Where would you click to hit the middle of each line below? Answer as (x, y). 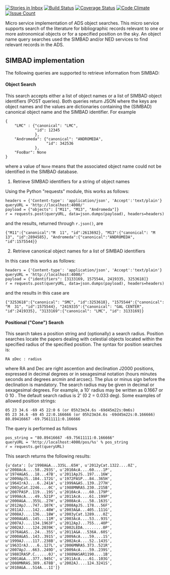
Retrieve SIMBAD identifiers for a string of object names (71, 182)
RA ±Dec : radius (24, 359)
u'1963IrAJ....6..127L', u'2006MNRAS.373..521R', (59, 546)
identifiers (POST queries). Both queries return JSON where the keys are (81, 101)
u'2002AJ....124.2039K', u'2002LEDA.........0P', (59, 528)
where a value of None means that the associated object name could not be (83, 166)
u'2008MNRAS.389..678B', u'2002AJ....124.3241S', (59, 563)
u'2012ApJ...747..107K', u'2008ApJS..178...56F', (59, 505)
